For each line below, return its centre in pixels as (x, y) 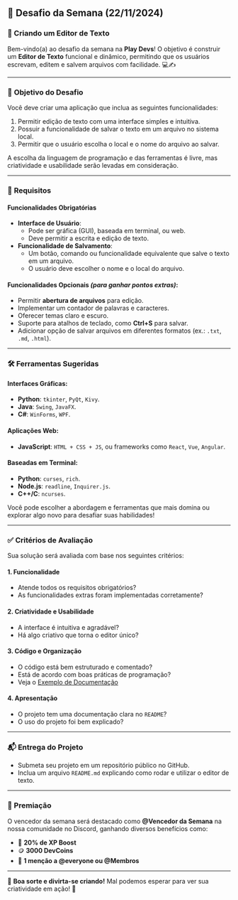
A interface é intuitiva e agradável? (68, 627)
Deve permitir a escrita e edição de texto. (89, 238)
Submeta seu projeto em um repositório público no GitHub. (103, 766)
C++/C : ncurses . (41, 493)
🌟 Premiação (29, 805)
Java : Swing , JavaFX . (47, 407)
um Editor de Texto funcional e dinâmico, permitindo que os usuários (109, 56)
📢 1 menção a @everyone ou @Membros (78, 860)
